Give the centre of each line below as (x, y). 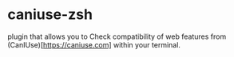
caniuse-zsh (50, 15)
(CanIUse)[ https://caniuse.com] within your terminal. (94, 44)
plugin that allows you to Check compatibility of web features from (117, 36)
